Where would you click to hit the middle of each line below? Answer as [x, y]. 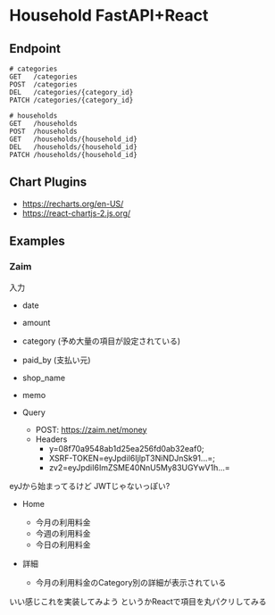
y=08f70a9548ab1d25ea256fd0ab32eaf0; [126, 448]
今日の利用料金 [63, 544]
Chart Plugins [48, 183]
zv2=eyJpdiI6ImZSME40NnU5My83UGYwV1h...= [139, 467]
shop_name [43, 378]
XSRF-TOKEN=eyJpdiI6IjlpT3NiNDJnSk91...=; [132, 458]
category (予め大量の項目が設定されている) [101, 341]
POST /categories [43, 85]
